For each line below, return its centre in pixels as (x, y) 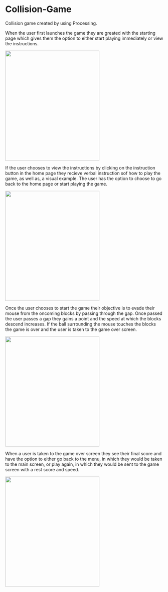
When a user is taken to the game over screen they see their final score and (83, 453)
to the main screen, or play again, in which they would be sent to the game (82, 464)
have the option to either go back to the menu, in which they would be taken (84, 459)
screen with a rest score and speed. (42, 469)
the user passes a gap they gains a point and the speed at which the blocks (83, 318)
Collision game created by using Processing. (51, 23)
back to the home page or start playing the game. (56, 184)
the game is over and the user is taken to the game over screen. (71, 329)
